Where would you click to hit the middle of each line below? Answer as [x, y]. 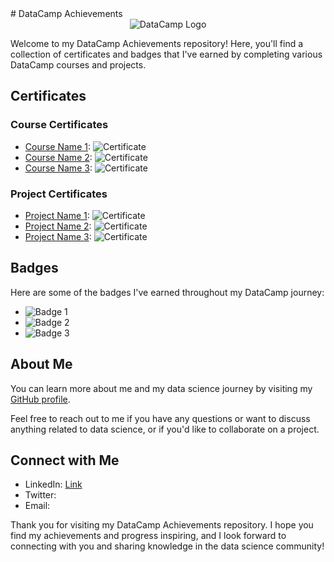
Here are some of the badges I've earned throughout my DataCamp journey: [167, 292]
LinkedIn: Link [53, 484]
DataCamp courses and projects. [78, 65]
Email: [37, 506]
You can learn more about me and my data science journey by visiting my [161, 388]
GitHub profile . [40, 399]
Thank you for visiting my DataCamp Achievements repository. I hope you [162, 525]
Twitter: [40, 495]
